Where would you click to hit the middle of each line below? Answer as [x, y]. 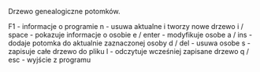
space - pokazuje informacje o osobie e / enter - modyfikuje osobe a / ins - [130, 35]
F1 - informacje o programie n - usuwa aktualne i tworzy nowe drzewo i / [126, 26]
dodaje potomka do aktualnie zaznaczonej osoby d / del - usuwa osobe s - [129, 43]
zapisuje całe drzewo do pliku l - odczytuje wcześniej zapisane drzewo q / [129, 51]
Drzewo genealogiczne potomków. [64, 11]
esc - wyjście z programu [50, 59]
